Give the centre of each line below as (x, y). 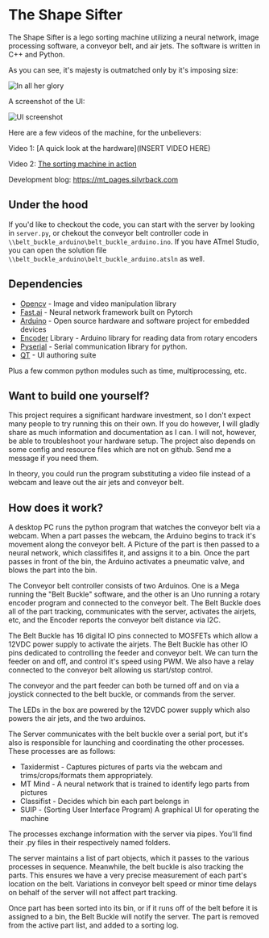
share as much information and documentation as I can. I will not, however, (132, 433)
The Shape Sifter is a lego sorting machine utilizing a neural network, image (134, 37)
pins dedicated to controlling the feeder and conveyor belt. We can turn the (133, 653)
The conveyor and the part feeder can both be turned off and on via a (124, 686)
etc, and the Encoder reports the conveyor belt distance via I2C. (115, 620)
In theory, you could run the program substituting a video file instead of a (130, 474)
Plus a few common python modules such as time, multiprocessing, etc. (128, 371)
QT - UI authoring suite (58, 355)
